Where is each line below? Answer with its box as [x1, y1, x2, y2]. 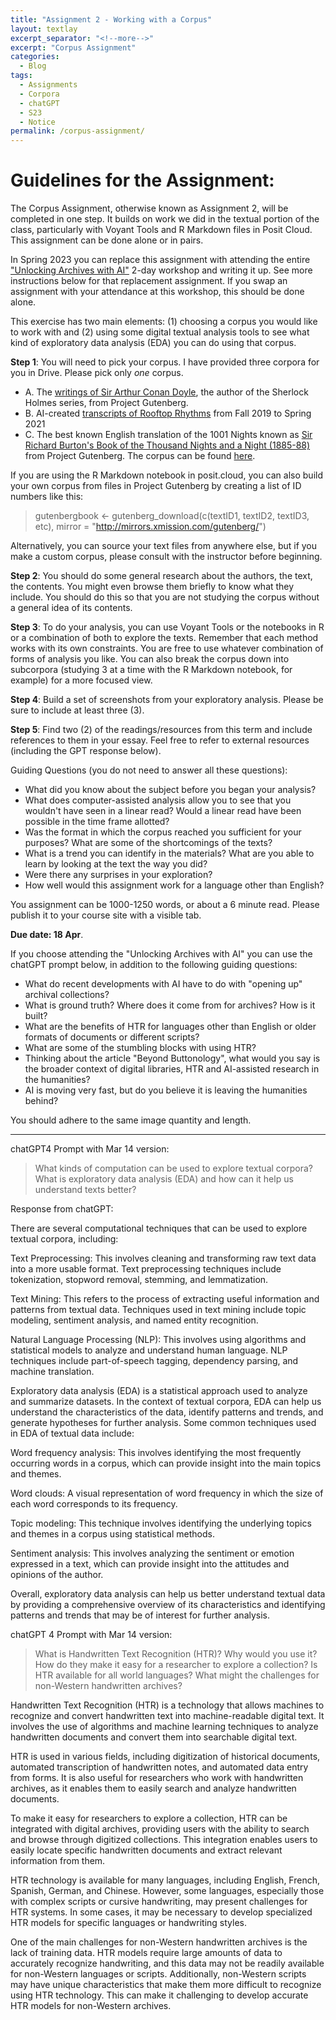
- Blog [19, 61, 47, 71]
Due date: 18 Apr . [10, 929, 84, 941]
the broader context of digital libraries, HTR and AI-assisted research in [24, 1063, 320, 1075]
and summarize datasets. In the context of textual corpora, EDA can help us [10, 1396, 322, 1408]
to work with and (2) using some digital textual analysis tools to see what [10, 326, 310, 338]
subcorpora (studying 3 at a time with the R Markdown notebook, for [10, 664, 293, 676]
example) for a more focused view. [10, 674, 153, 686]
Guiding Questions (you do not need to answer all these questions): [10, 764, 288, 776]
